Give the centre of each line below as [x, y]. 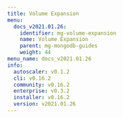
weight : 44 [35, 53]
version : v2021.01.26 [45, 104]
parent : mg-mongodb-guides [59, 46]
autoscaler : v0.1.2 [42, 71]
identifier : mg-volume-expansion [68, 33]
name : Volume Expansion [54, 40]
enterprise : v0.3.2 [42, 91]
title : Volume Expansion [43, 14]
